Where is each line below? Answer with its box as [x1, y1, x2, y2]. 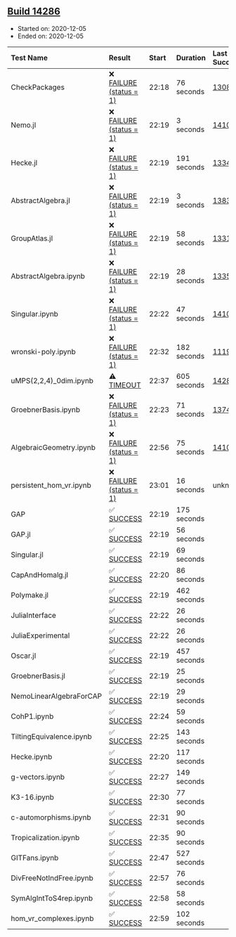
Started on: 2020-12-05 [17, 24, 86, 32]
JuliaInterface [11, 610, 56, 620]
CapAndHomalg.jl [11, 569, 69, 579]
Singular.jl [11, 550, 44, 560]
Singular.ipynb [11, 309, 58, 318]
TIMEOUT [108, 380, 142, 389]
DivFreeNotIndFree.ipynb [11, 873, 93, 883]
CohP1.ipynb [11, 711, 54, 721]
